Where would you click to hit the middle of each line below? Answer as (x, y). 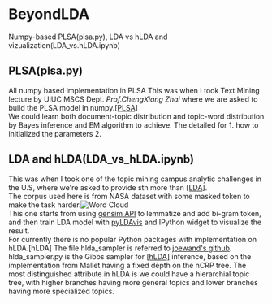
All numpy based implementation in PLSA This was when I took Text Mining (134, 90)
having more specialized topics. (62, 291)
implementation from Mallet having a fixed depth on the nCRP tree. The (127, 265)
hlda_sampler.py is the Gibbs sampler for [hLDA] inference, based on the (130, 256)
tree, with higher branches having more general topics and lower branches (133, 282)
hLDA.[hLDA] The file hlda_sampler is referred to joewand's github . (120, 248)
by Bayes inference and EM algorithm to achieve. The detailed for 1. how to (134, 125)
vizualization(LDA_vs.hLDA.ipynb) (64, 45)
